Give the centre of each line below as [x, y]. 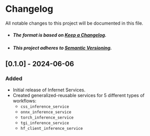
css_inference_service [45, 106]
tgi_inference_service [45, 123]
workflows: [25, 101]
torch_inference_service [47, 118]
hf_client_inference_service [52, 128]
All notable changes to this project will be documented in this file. [74, 23]
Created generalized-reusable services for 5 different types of [79, 95]
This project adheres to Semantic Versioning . [62, 48]
